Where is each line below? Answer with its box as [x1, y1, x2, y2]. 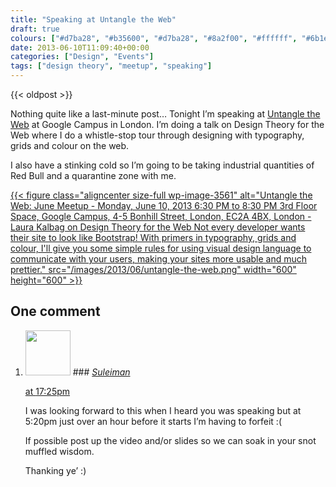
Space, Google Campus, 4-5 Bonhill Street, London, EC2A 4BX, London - [10, 211, 312, 222]
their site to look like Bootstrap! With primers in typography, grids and [10, 232, 297, 243]
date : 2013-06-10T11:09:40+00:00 [10, 42, 150, 53]
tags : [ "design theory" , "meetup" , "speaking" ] [10, 61, 213, 71]
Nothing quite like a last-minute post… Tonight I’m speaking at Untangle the [10, 108, 321, 120]
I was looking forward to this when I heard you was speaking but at [24, 404, 302, 416]
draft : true [10, 24, 60, 34]
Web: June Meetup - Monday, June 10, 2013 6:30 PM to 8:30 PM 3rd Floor [10, 200, 318, 211]
